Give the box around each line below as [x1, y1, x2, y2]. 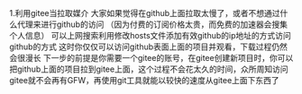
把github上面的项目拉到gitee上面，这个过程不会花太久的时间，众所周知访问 [9, 64, 288, 74]
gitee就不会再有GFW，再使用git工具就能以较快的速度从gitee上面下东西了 [9, 75, 279, 85]
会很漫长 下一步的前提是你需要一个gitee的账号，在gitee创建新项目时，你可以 [9, 53, 294, 63]
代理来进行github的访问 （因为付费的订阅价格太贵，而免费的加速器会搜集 [16, 19, 288, 30]
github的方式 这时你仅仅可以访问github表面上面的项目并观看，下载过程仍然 [9, 41, 288, 52]
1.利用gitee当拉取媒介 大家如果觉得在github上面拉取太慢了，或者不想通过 [9, 8, 281, 18]
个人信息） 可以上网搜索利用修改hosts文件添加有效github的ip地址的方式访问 [9, 30, 291, 40]
